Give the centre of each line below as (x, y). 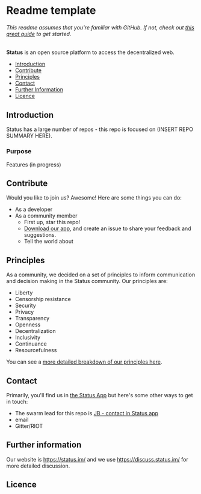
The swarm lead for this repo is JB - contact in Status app (86, 413)
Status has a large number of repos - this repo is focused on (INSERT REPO (100, 129)
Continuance (31, 344)
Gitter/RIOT (29, 426)
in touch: (17, 401)
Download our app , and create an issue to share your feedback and (107, 228)
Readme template (51, 11)
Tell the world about (49, 242)
